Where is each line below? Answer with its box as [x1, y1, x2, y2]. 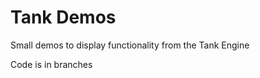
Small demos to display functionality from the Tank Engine [10, 39, 250, 51]
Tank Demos [10, 6, 117, 29]
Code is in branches [10, 58, 93, 70]
